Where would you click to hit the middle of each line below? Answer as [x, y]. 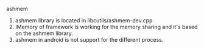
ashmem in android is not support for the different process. [89, 40]
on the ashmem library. [44, 33]
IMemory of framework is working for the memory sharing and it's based [106, 27]
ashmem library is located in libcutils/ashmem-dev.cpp [84, 20]
